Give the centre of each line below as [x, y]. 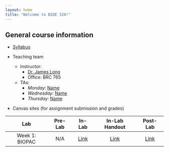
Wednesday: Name [47, 93]
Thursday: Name [45, 99]
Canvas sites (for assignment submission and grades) [68, 108]
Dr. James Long [44, 72]
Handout [115, 127]
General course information [50, 35]
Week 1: [27, 135]
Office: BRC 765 [44, 77]
